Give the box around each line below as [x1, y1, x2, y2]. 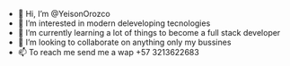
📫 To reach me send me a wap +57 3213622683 [17, 47, 199, 57]
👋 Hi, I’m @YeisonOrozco [17, 9, 110, 19]
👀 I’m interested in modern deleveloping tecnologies [17, 18, 211, 29]
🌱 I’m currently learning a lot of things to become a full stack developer [17, 28, 281, 37]
